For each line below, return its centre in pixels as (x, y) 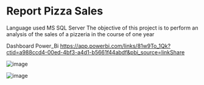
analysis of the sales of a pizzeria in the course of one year (80, 34)
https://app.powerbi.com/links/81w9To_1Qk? (115, 46)
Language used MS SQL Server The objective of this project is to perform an (102, 28)
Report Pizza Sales (55, 11)
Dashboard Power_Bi (33, 46)
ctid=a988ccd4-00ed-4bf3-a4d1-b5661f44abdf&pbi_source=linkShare (96, 52)
